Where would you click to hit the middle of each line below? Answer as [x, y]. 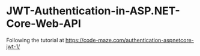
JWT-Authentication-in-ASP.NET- [93, 11]
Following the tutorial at [35, 40]
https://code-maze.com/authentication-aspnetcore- [129, 40]
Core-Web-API [44, 24]
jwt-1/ [13, 46]
